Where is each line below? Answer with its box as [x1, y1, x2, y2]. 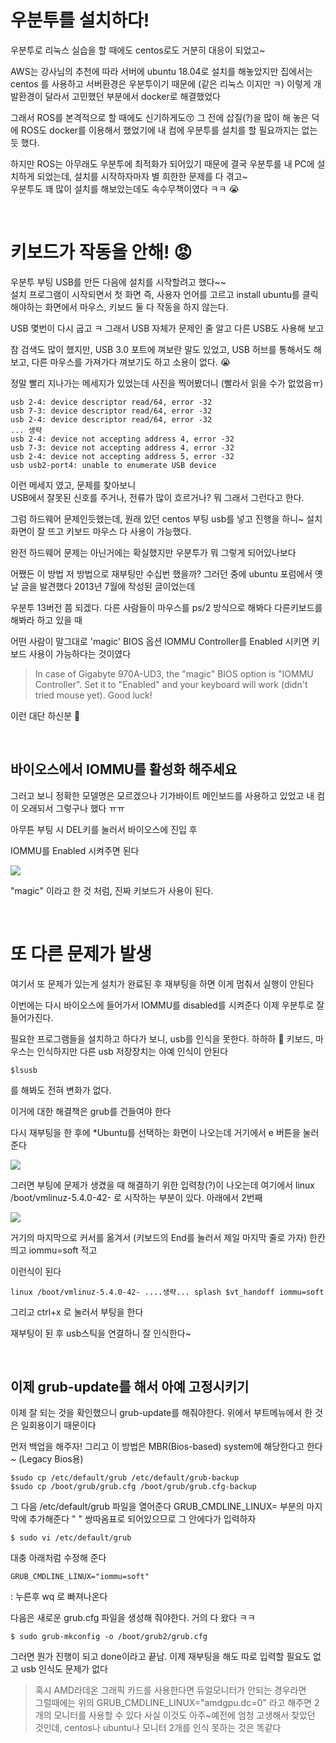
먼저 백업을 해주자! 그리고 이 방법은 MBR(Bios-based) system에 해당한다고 [10, 1441, 305, 1453]
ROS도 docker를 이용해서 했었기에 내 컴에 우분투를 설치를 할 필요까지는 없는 [20, 124, 318, 136]
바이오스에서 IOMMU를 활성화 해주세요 [10, 761, 237, 778]
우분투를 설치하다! [10, 9, 150, 32]
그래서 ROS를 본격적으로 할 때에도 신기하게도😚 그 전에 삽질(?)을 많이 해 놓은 [10, 111, 310, 123]
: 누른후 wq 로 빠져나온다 [10, 1591, 108, 1603]
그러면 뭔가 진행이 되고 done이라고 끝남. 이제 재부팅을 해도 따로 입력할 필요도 [10, 1651, 312, 1663]
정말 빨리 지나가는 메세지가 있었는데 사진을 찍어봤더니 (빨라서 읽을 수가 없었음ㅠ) [10, 377, 324, 389]
